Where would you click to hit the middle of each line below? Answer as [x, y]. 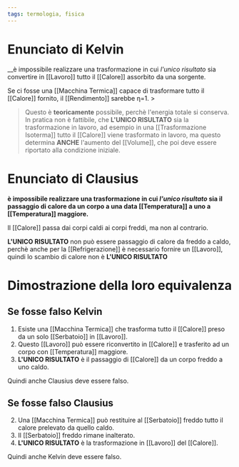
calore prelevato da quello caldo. [66, 428]
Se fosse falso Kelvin [55, 312]
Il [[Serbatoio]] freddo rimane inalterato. [76, 436]
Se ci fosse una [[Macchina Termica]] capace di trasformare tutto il [106, 91]
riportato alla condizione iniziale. [72, 150]
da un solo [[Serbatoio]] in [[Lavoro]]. [73, 336]
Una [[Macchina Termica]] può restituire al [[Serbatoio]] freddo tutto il [120, 420]
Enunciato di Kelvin [66, 49]
